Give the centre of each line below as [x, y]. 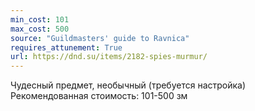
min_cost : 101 [40, 19]
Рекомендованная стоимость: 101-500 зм [99, 96]
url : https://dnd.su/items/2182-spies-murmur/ [109, 57]
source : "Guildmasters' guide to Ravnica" [100, 38]
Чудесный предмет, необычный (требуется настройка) [128, 85]
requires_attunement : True [66, 47]
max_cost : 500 [40, 29]
